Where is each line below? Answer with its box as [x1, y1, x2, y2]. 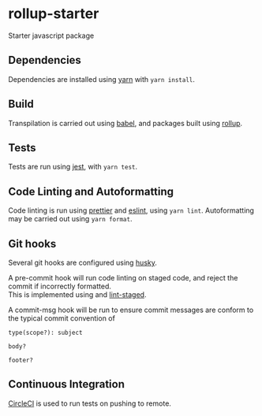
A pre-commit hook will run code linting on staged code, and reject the [8, 273, 238, 282]
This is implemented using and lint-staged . [8, 290, 147, 299]
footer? [8, 356, 34, 364]
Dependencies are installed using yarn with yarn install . [8, 74, 195, 84]
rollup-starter [8, 5, 99, 23]
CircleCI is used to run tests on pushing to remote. [8, 399, 172, 408]
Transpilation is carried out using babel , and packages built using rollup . [8, 118, 243, 128]
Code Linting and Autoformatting [8, 184, 174, 198]
